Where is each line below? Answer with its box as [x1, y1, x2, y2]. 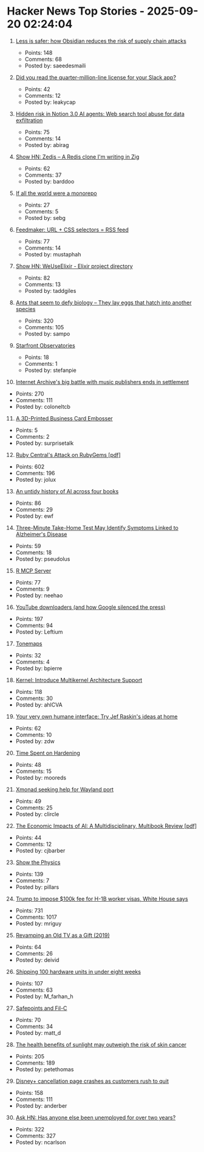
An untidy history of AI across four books [15, 487, 119, 495]
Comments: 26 [15, 950, 53, 957]
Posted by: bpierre [15, 664, 63, 672]
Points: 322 [15, 1125, 45, 1133]
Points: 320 [24, 317, 54, 324]
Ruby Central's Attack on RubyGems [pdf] [15, 451, 121, 458]
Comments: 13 [24, 281, 61, 288]
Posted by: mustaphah [24, 250, 81, 258]
